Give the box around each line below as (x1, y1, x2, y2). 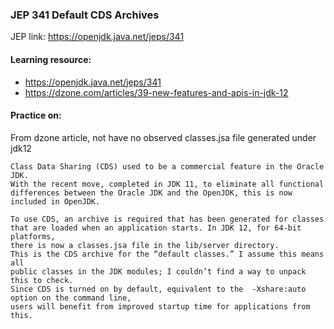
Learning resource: (10, 53, 92, 65)
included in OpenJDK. (10, 196, 101, 207)
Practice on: (10, 109, 62, 122)
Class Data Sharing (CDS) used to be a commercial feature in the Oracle (10, 161, 325, 172)
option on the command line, (10, 293, 132, 303)
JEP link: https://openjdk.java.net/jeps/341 (10, 31, 185, 43)
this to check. (10, 275, 74, 285)
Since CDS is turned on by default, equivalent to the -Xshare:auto (10, 284, 307, 294)
